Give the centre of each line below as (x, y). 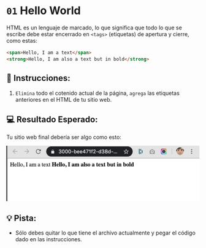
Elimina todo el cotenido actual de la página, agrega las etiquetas (97, 93)
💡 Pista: (21, 218)
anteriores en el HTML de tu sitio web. (63, 99)
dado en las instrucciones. (48, 239)
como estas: (22, 40)
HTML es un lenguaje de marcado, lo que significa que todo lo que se (94, 28)
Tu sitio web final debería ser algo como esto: (64, 137)
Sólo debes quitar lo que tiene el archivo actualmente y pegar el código (105, 233)
